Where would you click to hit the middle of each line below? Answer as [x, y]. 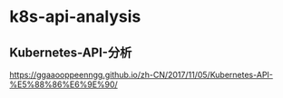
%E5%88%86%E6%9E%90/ [63, 84]
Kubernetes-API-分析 [71, 52]
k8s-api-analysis [75, 17]
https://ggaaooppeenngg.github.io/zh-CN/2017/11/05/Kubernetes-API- [141, 75]
